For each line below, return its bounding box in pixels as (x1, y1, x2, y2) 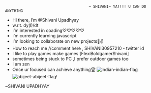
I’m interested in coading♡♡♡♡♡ (12, 28, 85, 33)
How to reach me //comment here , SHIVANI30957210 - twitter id (12, 45, 144, 51)
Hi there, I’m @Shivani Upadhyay (12, 17, 79, 23)
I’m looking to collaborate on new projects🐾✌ (12, 38, 104, 44)
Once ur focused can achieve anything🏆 (12, 66, 96, 72)
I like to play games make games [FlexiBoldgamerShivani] (12, 51, 129, 56)
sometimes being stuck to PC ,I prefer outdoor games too (12, 56, 129, 62)
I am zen (12, 61, 30, 67)
